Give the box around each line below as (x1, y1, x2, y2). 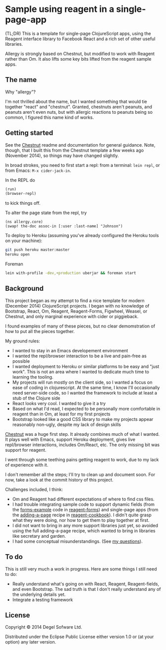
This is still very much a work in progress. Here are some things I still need (5, 566, 157, 572)
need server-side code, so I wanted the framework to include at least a (12, 390, 158, 396)
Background (5, 284, 44, 293)
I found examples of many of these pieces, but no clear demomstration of (5, 323, 155, 329)
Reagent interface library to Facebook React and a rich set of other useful (5, 36, 156, 42)
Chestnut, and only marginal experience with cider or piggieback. (5, 313, 139, 319)
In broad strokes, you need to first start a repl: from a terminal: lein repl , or (5, 162, 160, 168)
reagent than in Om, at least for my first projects (12, 411, 111, 417)
